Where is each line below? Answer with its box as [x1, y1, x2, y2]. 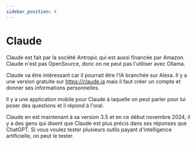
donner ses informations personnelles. [6, 84, 100, 91]
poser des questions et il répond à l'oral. [6, 102, 104, 109]
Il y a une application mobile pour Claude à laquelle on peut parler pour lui [6, 95, 186, 102]
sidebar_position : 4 [6, 8, 57, 15]
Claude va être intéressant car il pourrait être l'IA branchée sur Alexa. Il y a [6, 72, 187, 79]
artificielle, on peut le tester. [6, 132, 74, 139]
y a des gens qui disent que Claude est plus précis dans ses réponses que [6, 120, 187, 127]
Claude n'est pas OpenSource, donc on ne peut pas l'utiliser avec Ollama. [6, 60, 186, 67]
